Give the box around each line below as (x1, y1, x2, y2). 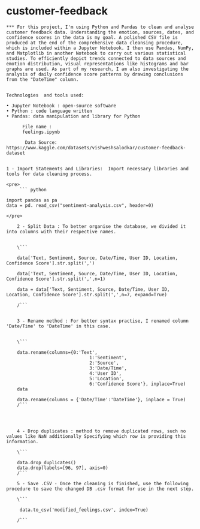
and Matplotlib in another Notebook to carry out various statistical (6, 50, 186, 56)
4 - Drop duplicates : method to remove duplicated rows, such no (17, 428, 186, 434)
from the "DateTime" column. (6, 76, 79, 82)
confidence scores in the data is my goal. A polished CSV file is (6, 34, 178, 40)
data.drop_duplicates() (17, 459, 77, 465)
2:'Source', (89, 360, 119, 366)
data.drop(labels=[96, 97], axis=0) (17, 465, 109, 471)
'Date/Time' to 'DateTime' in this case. (6, 323, 111, 329)
